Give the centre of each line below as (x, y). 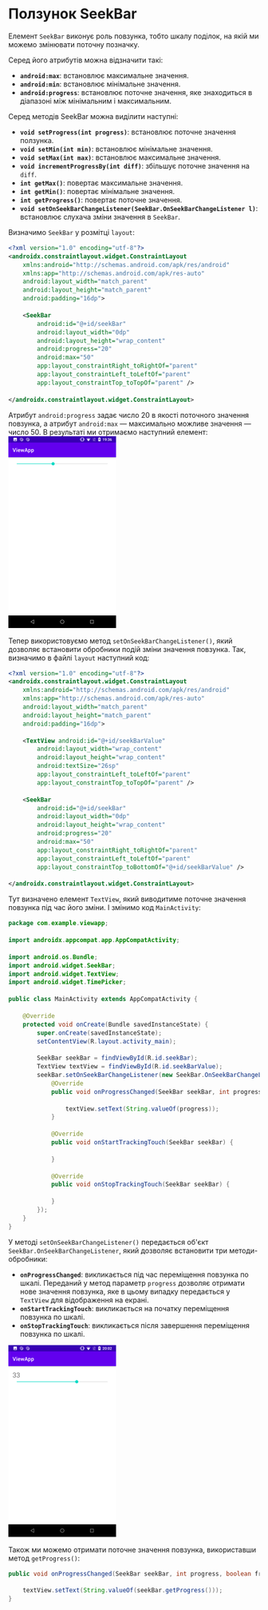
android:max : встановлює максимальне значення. (104, 75)
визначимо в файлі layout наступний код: (79, 658)
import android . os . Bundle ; (53, 957)
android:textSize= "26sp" (78, 766)
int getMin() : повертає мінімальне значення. (97, 191)
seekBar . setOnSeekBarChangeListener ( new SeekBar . (121, 1075)
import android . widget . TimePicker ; (67, 982)
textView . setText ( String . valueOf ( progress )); (142, 1109)
